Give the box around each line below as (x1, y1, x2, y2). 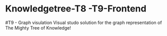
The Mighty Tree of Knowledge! (5, 24, 72, 30)
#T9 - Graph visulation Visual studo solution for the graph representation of (5, 19, 162, 25)
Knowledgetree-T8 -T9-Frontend (5, 3, 147, 14)
